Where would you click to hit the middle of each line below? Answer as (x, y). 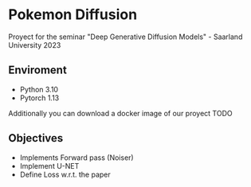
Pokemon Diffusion (73, 15)
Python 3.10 (39, 89)
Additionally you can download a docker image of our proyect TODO (120, 113)
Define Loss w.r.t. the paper (65, 174)
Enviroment (38, 70)
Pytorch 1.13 (39, 98)
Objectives (36, 138)
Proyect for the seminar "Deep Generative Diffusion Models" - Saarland (125, 37)
